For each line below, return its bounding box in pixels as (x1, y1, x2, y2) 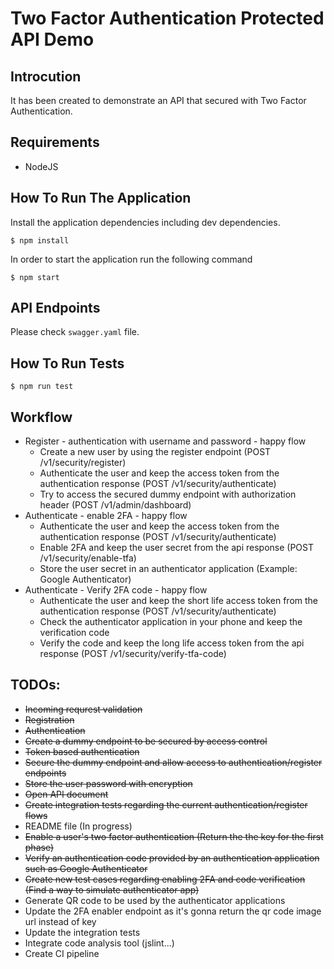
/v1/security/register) (39, 457, 127, 469)
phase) (24, 841, 55, 853)
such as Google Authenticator (24, 862, 148, 874)
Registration (24, 713, 75, 726)
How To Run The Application (10, 190, 192, 207)
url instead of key (24, 915, 97, 927)
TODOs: (10, 677, 61, 694)
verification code (39, 627, 110, 639)
